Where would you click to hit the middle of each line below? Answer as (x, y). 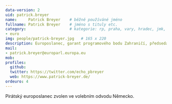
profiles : (16, 63)
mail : (11, 48)
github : (18, 67)
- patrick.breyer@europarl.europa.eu (46, 53)
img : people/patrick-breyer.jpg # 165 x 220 (56, 39)
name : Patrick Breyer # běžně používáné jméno (64, 19)
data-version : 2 (23, 10)
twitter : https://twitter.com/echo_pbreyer (57, 72)
